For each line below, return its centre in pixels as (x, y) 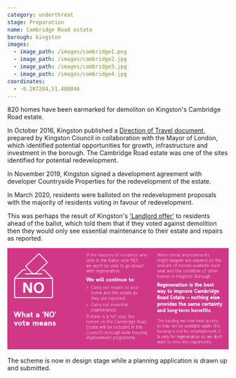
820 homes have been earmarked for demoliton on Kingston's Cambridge (114, 109)
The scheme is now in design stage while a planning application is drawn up (117, 360)
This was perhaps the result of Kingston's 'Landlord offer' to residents (109, 216)
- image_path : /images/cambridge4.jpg (71, 74)
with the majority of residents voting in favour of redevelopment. (100, 203)
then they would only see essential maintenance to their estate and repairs (115, 231)
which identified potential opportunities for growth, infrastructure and (107, 146)
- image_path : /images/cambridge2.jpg (71, 60)
